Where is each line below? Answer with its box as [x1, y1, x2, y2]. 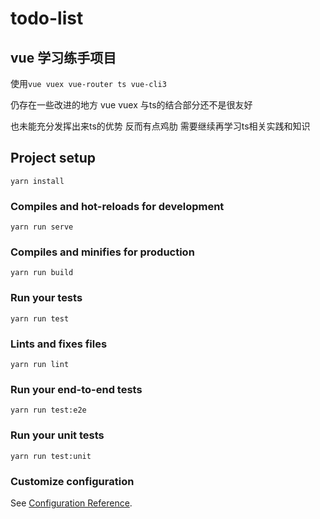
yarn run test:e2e [10, 405, 87, 416]
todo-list [10, 7, 84, 30]
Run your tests [10, 291, 83, 305]
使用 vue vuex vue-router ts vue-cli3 [10, 78, 167, 89]
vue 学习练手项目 [10, 49, 117, 66]
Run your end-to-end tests [10, 382, 143, 396]
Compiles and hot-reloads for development [10, 199, 225, 213]
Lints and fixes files [10, 337, 108, 351]
